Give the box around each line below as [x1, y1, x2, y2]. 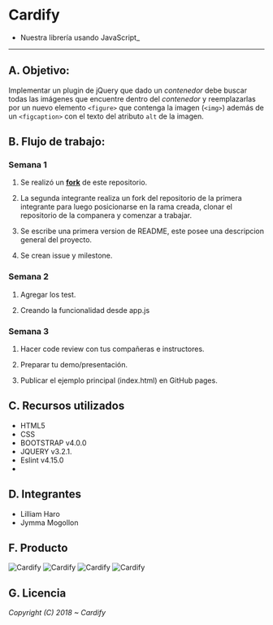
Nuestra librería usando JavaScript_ [19, 33, 141, 42]
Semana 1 [8, 159, 47, 171]
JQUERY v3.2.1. [19, 446, 72, 456]
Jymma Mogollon [19, 518, 79, 527]
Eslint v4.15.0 [19, 455, 64, 465]
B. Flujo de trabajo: [8, 135, 106, 149]
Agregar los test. [19, 289, 76, 299]
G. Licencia [8, 586, 67, 600]
